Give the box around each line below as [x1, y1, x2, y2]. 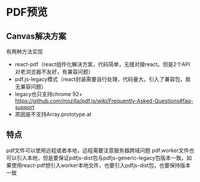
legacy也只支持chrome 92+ [14, 91, 82, 97]
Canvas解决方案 [6, 31, 67, 41]
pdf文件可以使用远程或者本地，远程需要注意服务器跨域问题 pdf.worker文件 [6, 147, 189, 154]
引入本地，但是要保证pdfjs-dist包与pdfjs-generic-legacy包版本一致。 [16, 154, 187, 161]
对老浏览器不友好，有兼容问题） [14, 68, 94, 75]
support [14, 104, 35, 110]
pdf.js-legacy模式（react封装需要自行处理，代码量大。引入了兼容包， [14, 76, 186, 82]
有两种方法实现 [6, 48, 43, 55]
